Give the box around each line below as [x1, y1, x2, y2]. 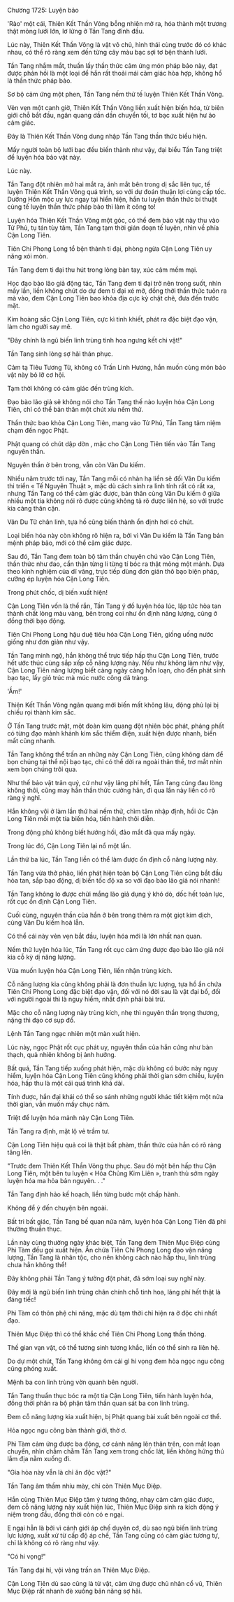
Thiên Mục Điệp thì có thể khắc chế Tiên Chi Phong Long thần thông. [7, 1330, 207, 1338]
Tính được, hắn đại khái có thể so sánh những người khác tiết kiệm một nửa [7, 1093, 224, 1100]
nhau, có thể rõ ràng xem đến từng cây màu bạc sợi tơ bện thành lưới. [7, 48, 207, 56]
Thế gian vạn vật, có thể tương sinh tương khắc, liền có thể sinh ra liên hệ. [7, 1344, 220, 1351]
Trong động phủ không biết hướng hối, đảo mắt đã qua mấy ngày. [7, 828, 196, 836]
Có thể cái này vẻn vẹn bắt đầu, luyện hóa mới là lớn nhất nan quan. [7, 932, 203, 940]
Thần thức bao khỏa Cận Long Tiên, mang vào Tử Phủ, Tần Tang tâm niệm [7, 419, 221, 427]
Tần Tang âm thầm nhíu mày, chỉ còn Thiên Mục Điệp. [7, 1482, 162, 1490]
